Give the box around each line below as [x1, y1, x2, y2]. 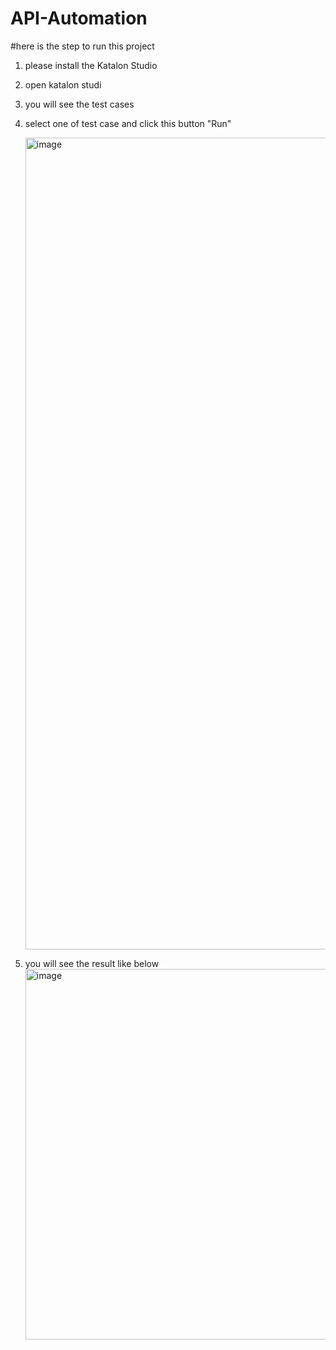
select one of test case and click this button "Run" [24, 117, 232, 129]
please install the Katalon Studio [24, 59, 158, 71]
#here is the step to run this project [10, 40, 155, 52]
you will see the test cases [24, 98, 135, 110]
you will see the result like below [24, 957, 160, 969]
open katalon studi [24, 78, 102, 91]
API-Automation [10, 7, 148, 30]
